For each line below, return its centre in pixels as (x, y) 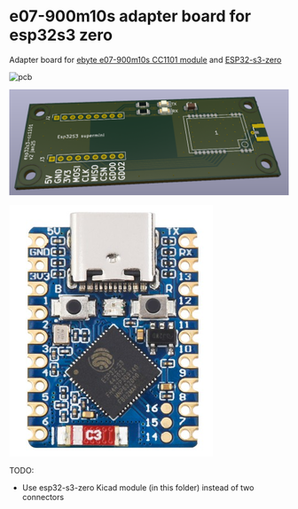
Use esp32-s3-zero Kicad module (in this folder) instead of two (138, 487)
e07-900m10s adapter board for (130, 16)
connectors (43, 497)
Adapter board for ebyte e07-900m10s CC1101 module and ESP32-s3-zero (145, 59)
